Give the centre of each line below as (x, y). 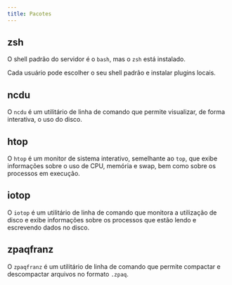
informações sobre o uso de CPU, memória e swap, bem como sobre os (112, 166)
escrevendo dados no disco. (49, 227)
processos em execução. (44, 174)
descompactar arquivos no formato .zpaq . (68, 274)
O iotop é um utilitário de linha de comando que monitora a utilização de (112, 213)
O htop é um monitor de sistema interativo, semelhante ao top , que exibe (112, 158)
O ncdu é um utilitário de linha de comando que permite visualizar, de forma (116, 112)
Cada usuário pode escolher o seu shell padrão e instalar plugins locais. (111, 73)
